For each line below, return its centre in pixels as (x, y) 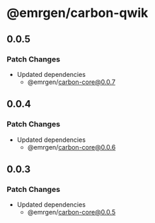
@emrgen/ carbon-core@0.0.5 (71, 212)
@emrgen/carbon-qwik (77, 13)
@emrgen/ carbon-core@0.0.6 (71, 147)
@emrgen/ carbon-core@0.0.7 (71, 82)
